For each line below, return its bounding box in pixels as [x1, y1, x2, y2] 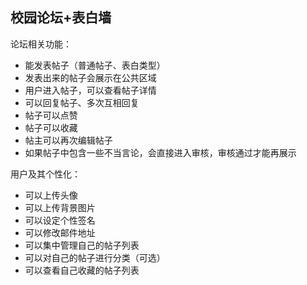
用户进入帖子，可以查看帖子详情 [24, 84, 157, 96]
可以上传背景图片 [24, 201, 96, 213]
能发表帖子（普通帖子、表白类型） [24, 59, 166, 71]
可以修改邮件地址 [24, 226, 96, 238]
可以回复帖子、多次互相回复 [24, 96, 140, 108]
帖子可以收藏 [24, 121, 78, 133]
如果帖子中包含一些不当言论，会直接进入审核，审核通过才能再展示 [24, 146, 297, 158]
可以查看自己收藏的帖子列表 [24, 264, 140, 276]
